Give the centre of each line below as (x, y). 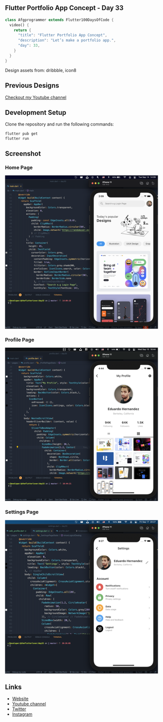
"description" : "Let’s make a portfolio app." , (67, 40)
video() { (19, 25)
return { (23, 30)
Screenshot (23, 154)
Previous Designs (32, 85)
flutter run (17, 139)
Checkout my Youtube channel (36, 97)
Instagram (22, 714)
